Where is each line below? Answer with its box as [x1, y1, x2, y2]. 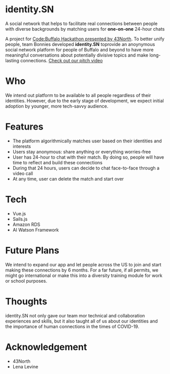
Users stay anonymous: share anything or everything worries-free [12, 148, 151, 155]
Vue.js [12, 210, 26, 216]
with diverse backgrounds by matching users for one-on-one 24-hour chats [5, 26, 165, 32]
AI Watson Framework [12, 227, 59, 233]
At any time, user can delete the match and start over [12, 176, 124, 182]
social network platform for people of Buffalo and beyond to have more [5, 46, 154, 53]
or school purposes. [5, 278, 47, 284]
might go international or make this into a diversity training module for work [5, 272, 162, 279]
